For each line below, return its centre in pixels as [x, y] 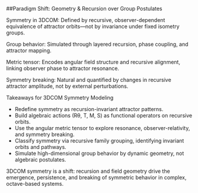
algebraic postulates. [40, 159]
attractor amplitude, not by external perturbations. [67, 86]
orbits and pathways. [40, 147]
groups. [16, 33]
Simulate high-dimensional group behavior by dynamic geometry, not [99, 153]
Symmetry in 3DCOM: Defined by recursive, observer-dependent [86, 20]
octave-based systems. [35, 184]
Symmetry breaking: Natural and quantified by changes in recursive [89, 80]
